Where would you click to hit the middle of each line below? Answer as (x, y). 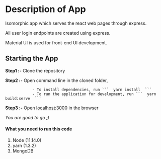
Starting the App (32, 59)
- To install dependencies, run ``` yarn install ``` (92, 90)
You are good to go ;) (27, 117)
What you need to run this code (39, 129)
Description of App (46, 9)
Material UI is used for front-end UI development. (56, 43)
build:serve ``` (23, 98)
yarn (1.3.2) (24, 145)
